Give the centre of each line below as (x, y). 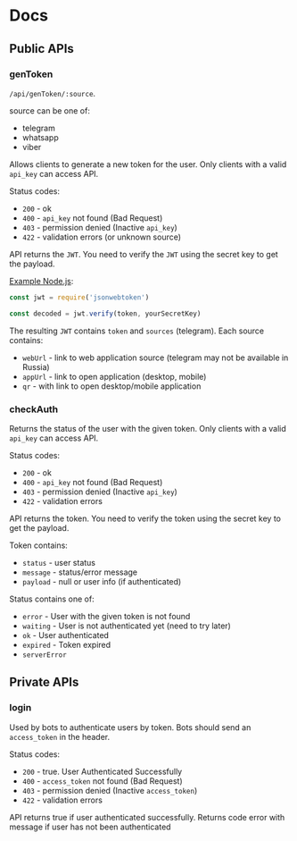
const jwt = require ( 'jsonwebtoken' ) (79, 297)
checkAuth (34, 409)
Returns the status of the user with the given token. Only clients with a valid (148, 428)
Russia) (36, 366)
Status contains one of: (52, 599)
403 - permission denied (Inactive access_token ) (110, 790)
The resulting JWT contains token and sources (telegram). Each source (137, 331)
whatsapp (41, 137)
